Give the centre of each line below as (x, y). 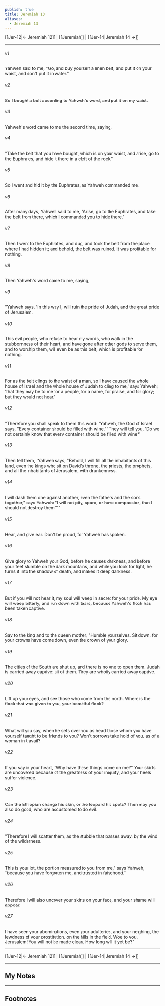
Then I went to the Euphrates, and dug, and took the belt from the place (78, 243)
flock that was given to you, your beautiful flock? (55, 704)
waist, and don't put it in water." (37, 74)
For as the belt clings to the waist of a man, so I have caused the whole (77, 381)
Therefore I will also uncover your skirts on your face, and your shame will (80, 900)
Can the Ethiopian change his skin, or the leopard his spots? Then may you (81, 804)
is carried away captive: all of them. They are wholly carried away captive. (80, 672)
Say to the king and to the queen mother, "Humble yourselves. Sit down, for (82, 635)
